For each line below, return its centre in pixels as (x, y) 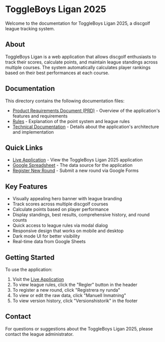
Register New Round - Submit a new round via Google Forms (75, 170)
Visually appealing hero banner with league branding (67, 199)
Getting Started (30, 258)
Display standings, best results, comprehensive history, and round (81, 215)
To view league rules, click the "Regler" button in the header (75, 284)
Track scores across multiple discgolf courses (60, 204)
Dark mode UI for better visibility (46, 236)
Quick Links (24, 148)
